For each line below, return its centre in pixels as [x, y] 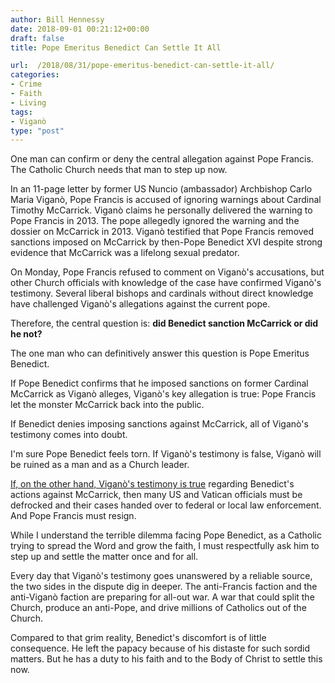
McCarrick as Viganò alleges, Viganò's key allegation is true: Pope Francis [163, 394]
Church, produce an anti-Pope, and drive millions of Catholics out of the [158, 608]
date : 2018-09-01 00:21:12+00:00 [80, 29]
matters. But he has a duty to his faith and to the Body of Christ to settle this [166, 659]
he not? [26, 334]
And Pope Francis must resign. [73, 516]
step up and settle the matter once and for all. [104, 557]
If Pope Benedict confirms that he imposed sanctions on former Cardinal [159, 383]
